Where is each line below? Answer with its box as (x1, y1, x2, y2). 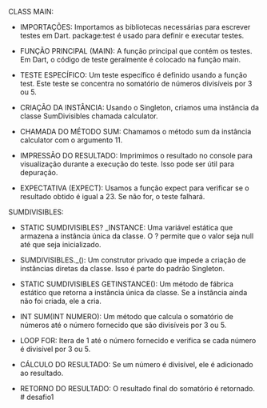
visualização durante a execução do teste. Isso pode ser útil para (19, 159, 234, 169)
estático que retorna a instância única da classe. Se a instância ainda (19, 288, 248, 297)
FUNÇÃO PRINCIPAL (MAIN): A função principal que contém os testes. (19, 46, 253, 55)
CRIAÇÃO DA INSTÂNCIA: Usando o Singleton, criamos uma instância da (19, 103, 260, 112)
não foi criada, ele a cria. (19, 296, 102, 306)
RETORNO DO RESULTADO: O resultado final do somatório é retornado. (19, 384, 256, 393)
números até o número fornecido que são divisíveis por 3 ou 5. (19, 320, 227, 330)
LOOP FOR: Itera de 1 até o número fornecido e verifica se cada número (19, 336, 257, 345)
